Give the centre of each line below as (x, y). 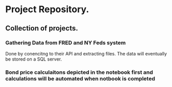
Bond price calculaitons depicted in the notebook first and (79, 72)
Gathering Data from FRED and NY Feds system (65, 43)
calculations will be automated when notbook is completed (80, 78)
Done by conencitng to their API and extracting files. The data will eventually (86, 53)
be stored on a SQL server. (34, 59)
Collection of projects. (42, 28)
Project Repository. (47, 9)
